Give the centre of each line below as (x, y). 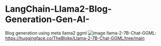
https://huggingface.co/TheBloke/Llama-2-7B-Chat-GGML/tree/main (75, 38)
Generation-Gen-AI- (47, 19)
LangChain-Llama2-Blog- (59, 9)
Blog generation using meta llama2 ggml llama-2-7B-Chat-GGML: (81, 33)
